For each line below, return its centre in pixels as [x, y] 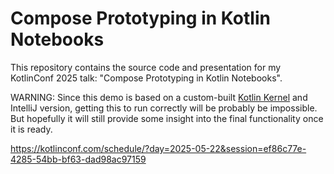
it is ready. [31, 129]
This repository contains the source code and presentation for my [146, 67]
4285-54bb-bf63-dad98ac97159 [78, 159]
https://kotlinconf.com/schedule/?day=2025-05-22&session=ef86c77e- [158, 148]
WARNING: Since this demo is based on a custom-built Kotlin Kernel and [159, 97]
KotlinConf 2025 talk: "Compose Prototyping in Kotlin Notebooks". [146, 78]
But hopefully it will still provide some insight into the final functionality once [167, 118]
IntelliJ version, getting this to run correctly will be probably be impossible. [164, 108]
